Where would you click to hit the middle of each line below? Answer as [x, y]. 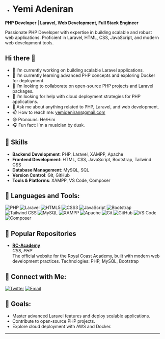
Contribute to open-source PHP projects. [54, 321]
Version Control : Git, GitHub [41, 175]
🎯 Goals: [18, 304]
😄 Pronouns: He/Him [34, 119]
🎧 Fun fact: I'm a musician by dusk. [48, 125]
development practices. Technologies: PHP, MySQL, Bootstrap [75, 261]
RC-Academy [26, 245]
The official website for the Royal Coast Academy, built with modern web [86, 256]
